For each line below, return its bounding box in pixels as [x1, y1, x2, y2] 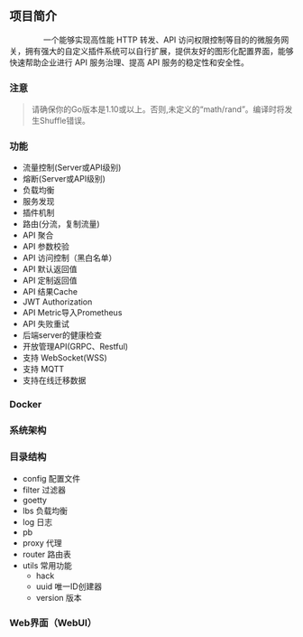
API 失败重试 [22, 319, 70, 330]
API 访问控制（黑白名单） [22, 252, 117, 264]
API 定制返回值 [22, 275, 78, 286]
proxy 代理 [22, 537, 62, 548]
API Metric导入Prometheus [22, 307, 123, 318]
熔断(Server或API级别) [22, 173, 106, 184]
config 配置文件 [22, 473, 81, 483]
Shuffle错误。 [39, 116, 90, 126]
